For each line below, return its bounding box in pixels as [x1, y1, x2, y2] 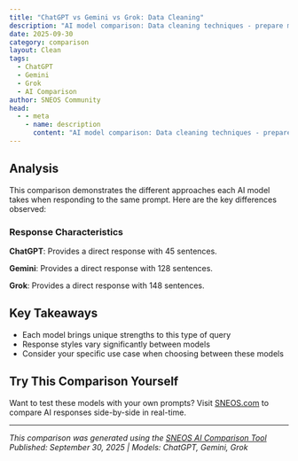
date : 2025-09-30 [9, 29, 74, 38]
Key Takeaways [9, 306, 98, 321]
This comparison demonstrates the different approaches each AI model [9, 184, 271, 195]
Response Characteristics [9, 225, 124, 238]
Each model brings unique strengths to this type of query [21, 329, 231, 340]
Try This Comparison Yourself [9, 374, 179, 389]
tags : [9, 54, 29, 63]
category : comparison [9, 37, 90, 47]
